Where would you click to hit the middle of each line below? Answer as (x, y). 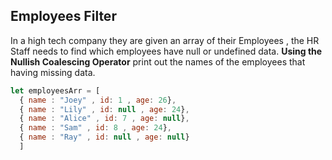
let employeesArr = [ (55, 90)
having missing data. (53, 72)
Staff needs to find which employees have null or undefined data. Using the (166, 51)
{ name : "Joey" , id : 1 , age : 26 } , (98, 100)
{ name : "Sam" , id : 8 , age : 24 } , (95, 128)
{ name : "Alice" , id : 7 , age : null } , (104, 119)
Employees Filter (63, 16)
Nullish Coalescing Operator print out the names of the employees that (158, 61)
